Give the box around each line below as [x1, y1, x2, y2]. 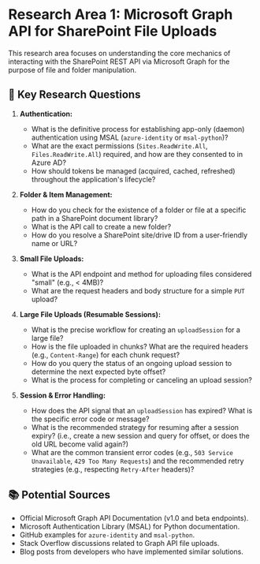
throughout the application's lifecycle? [31, 174, 156, 184]
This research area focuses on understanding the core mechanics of [8, 48, 231, 58]
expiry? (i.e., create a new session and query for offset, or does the [31, 431, 251, 440]
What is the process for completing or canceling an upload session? [31, 375, 252, 384]
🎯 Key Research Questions [8, 88, 141, 102]
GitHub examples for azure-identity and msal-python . [19, 530, 195, 540]
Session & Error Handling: [19, 390, 106, 400]
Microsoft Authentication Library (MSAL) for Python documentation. [19, 521, 240, 531]
